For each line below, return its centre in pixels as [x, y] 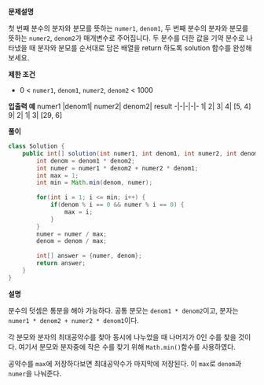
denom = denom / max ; [72, 241]
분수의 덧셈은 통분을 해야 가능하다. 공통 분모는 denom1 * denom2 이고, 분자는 [123, 310]
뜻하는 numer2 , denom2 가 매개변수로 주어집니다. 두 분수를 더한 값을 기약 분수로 [126, 38]
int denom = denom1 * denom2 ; [86, 161]
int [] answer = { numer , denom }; [90, 256]
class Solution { [37, 146]
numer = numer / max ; [72, 234]
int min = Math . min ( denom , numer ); [95, 183]
